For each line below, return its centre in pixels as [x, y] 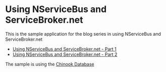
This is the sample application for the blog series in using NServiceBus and [83, 34]
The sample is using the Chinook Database [50, 64]
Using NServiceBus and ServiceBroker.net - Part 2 [65, 54]
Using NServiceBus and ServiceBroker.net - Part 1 [65, 49]
